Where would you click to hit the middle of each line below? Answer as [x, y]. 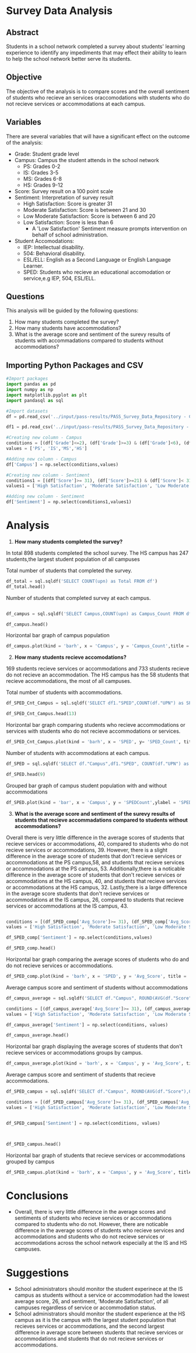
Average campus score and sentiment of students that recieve [81, 1074]
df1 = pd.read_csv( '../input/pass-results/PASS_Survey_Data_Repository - [98, 427]
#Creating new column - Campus [44, 438]
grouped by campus [30, 1161]
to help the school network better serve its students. [69, 59]
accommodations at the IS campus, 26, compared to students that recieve [95, 899]
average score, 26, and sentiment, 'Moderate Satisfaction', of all [91, 1302]
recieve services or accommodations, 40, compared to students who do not [97, 843]
